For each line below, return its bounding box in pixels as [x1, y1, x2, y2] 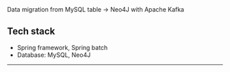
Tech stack [7, 25, 55, 37]
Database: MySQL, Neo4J [16, 51, 91, 59]
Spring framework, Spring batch [16, 44, 108, 52]
